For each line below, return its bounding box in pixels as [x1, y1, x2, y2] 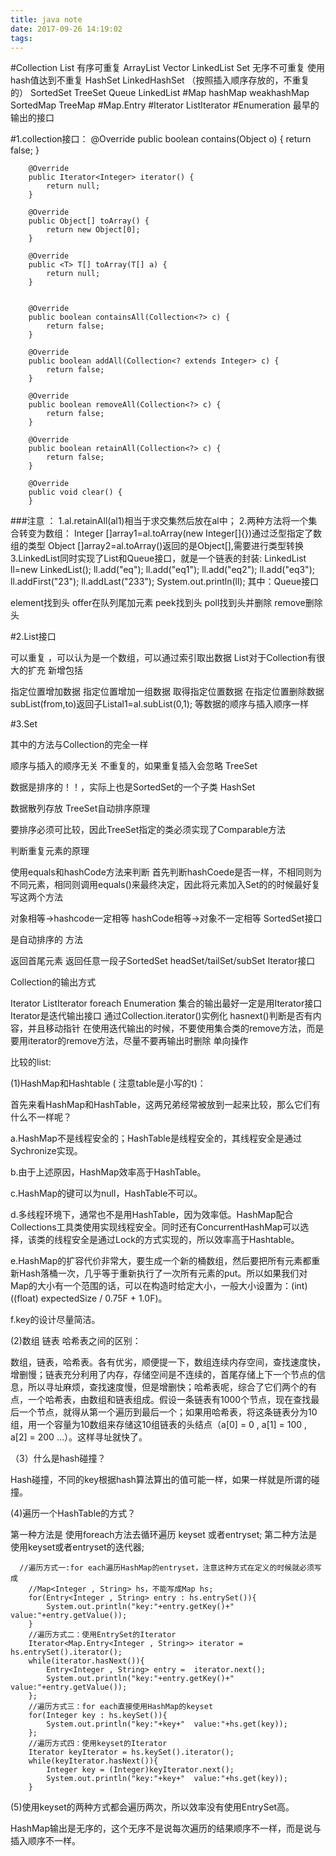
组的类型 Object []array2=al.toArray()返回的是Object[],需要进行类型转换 [10, 540, 304, 552]
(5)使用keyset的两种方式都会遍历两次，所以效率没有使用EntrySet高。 [10, 1801, 295, 1813]
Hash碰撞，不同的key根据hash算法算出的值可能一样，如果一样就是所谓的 [10, 1474, 312, 1486]
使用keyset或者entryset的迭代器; [10, 1541, 145, 1553]
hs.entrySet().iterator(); [10, 1647, 123, 1658]
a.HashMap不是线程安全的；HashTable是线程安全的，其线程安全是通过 [10, 1132, 302, 1145]
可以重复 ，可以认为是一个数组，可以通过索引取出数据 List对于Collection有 [10, 652, 317, 664]
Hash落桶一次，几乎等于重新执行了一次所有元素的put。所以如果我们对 [18, 1267, 308, 1280]
